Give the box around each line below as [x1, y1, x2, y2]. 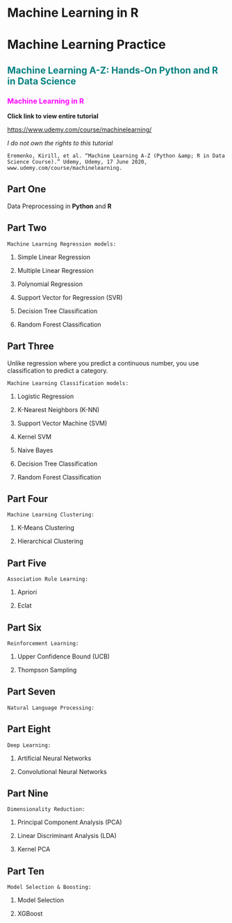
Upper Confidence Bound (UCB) [17, 652, 110, 661]
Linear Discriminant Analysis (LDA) [17, 832, 117, 840]
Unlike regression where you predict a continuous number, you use [7, 358, 199, 367]
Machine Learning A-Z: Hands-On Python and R [7, 64, 219, 76]
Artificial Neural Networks [17, 754, 92, 762]
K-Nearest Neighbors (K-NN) [17, 405, 100, 413]
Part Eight [7, 723, 51, 735]
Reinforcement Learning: [7, 640, 79, 647]
